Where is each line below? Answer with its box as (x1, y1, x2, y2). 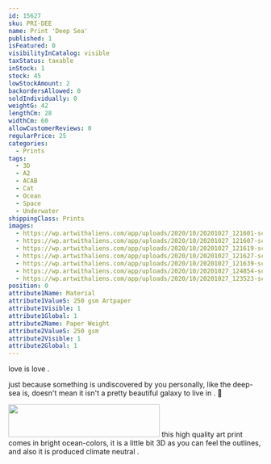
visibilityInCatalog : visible (8, 49, 110, 57)
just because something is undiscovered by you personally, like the (8, 380, 231, 390)
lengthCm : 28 (8, 110, 52, 118)
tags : (8, 154, 27, 162)
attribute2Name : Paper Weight (8, 320, 110, 328)
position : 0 (8, 282, 48, 291)
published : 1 (8, 34, 52, 43)
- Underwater (15, 207, 60, 215)
